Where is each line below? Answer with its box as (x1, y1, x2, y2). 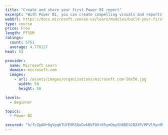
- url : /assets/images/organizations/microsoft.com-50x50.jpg (14, 77, 146, 82)
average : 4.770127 (9, 44, 48, 49)
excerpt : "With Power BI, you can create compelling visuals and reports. (5, 12, 164, 17)
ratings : (5, 35, 23, 40)
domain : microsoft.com (9, 67, 57, 72)
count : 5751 (9, 40, 35, 45)
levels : (5, 95, 21, 100)
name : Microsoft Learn (9, 63, 57, 68)
